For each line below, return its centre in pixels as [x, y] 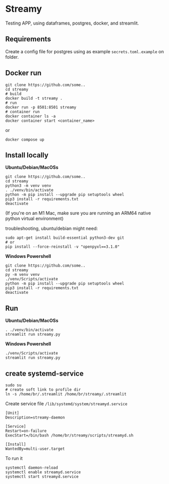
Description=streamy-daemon [35, 417]
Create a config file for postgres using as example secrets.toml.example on [85, 51]
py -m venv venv [22, 275]
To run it [14, 458]
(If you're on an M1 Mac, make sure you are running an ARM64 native [78, 213]
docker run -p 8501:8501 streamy [41, 107]
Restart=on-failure [26, 431]
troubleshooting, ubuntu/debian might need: [52, 229]
